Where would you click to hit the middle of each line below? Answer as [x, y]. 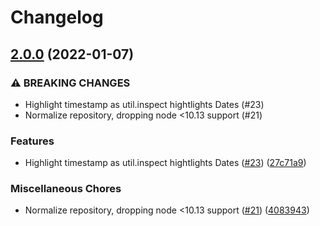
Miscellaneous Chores [66, 189]
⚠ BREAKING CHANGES [70, 83]
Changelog [57, 17]
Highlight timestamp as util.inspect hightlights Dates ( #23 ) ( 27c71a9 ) [165, 163]
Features [32, 141]
